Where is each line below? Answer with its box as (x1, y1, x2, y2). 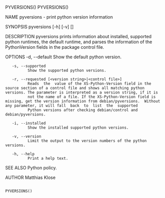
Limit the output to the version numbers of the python (27, 138, 147, 143)
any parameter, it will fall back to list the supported (5, 103, 138, 108)
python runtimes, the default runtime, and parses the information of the (5, 39, 152, 45)
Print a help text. (27, 156, 69, 161)
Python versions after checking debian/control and (27, 108, 138, 113)
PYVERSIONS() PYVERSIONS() (5, 5, 69, 10)
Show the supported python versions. (27, 68, 107, 73)
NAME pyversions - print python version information (5, 14, 113, 20)
